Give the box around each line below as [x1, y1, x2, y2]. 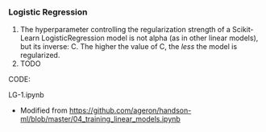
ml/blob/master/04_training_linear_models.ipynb [19, 114, 181, 124]
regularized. [19, 51, 60, 60]
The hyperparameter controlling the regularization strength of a [19, 25, 231, 35]
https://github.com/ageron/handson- [69, 105, 192, 115]
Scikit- [232, 25, 254, 35]
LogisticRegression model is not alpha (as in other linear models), [41, 33, 259, 43]
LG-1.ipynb [8, 90, 44, 100]
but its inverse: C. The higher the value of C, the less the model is [19, 42, 238, 52]
